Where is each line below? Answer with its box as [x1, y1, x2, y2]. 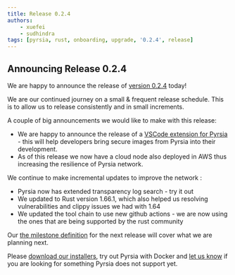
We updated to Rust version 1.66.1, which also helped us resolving [17, 195, 209, 203]
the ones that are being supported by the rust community [17, 216, 184, 226]
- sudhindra [20, 30, 55, 37]
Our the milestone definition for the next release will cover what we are [7, 231, 212, 239]
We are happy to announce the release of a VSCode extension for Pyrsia [17, 130, 228, 138]
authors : [7, 17, 33, 24]
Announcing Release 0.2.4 [7, 63, 127, 75]
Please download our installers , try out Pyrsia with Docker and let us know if [7, 252, 228, 260]
